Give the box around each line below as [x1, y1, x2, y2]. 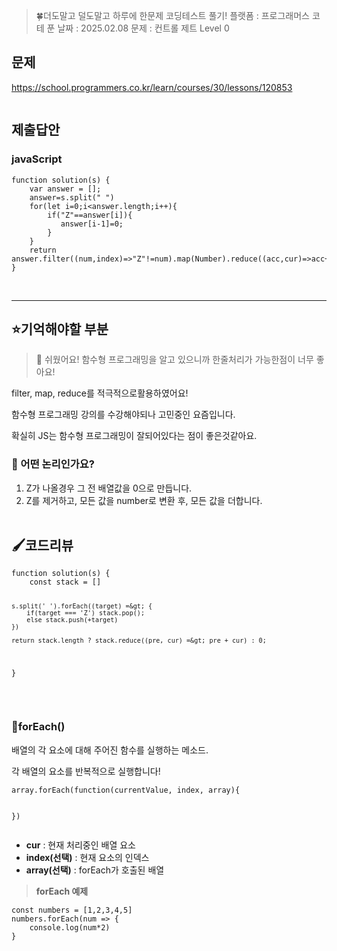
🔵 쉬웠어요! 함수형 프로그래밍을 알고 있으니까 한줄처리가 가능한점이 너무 [35, 354, 314, 366]
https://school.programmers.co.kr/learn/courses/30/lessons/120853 [11, 81, 293, 93]
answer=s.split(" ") [29, 192, 115, 203]
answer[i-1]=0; [60, 219, 124, 229]
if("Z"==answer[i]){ [47, 210, 133, 220]
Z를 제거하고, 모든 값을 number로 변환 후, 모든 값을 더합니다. [25, 494, 263, 506]
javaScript [11, 152, 63, 166]
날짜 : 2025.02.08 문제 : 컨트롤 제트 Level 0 [57, 22, 230, 34]
